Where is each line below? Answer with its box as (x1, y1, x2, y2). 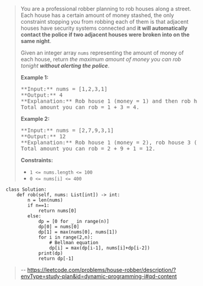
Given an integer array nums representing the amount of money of (20, 49, 184, 56)
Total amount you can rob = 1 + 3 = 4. (20, 104, 140, 111)
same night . (20, 38, 52, 44)
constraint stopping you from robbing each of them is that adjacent (20, 18, 189, 25)
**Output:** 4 (20, 92, 63, 98)
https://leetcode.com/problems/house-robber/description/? (27, 267, 176, 273)
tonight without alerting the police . (20, 62, 110, 69)
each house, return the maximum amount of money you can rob (20, 56, 182, 63)
